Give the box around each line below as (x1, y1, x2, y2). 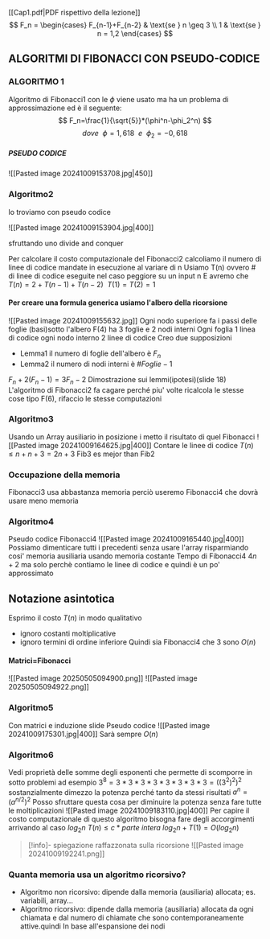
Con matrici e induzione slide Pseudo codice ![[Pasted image (8, 720, 211, 730)
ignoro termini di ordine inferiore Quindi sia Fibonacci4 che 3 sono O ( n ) (19, 637, 256, 647)
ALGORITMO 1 (8, 76, 64, 88)
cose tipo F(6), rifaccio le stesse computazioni (8, 393, 162, 403)
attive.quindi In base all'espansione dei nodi (19, 921, 166, 931)
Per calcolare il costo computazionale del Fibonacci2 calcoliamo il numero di (8, 253, 262, 263)
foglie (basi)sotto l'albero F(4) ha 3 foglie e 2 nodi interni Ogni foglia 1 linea (8, 324, 256, 334)
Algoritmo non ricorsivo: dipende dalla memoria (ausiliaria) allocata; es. (19, 888, 256, 897)
